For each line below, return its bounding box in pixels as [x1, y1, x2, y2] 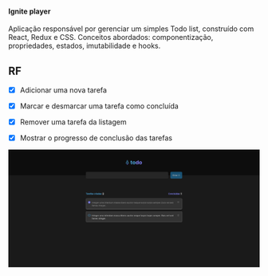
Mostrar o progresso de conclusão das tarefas [19, 133, 173, 143]
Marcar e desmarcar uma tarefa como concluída [19, 101, 179, 111]
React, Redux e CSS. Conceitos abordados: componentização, [8, 33, 214, 42]
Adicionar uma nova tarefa [19, 85, 108, 95]
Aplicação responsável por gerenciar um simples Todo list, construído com [8, 24, 254, 34]
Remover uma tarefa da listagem [19, 117, 127, 127]
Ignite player [8, 6, 51, 16]
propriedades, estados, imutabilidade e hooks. [8, 41, 161, 51]
